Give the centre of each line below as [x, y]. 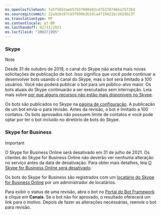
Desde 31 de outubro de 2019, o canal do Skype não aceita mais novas [75, 69]
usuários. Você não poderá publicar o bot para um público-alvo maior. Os [78, 84]
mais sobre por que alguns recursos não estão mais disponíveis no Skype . [79, 95]
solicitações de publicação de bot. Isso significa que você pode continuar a [80, 74]
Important [15, 143]
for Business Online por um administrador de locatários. [61, 182]
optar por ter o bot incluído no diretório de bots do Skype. [62, 120]
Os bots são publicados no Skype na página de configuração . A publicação [80, 104]
